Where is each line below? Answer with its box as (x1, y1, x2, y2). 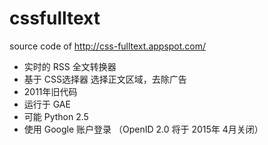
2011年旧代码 (23, 85, 78, 97)
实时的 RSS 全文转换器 (23, 60, 117, 72)
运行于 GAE (23, 98, 71, 110)
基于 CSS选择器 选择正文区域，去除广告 (23, 73, 187, 85)
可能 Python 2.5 (23, 110, 89, 122)
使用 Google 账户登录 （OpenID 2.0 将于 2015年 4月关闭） (23, 123, 264, 135)
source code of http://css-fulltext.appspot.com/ (9, 40, 207, 52)
